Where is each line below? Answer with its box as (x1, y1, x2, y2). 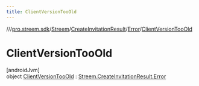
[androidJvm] (6, 66, 40, 73)
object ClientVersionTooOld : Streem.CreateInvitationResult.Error (6, 73, 166, 80)
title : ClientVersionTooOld (6, 8, 77, 15)
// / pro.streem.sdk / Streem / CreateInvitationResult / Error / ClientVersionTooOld (6, 25, 193, 32)
